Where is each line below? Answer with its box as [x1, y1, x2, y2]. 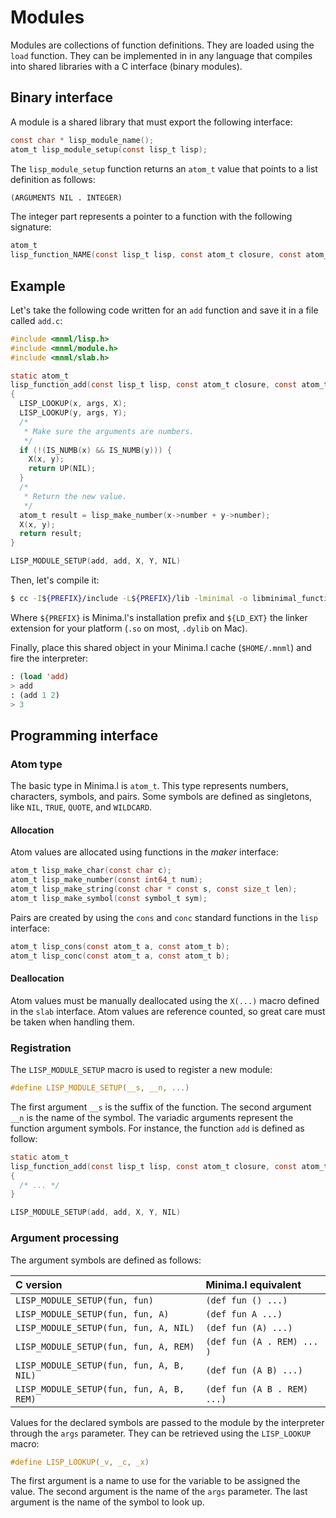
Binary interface [10, 89, 114, 106]
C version [15, 1277, 63, 1291]
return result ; [19, 529, 83, 539]
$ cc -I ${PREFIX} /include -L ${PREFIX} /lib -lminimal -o [10, 594, 248, 604]
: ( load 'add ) [10, 671, 70, 681]
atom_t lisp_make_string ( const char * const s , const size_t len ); [10, 884, 298, 895]
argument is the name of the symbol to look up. [10, 1496, 205, 1508]
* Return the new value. [23, 491, 128, 501]
